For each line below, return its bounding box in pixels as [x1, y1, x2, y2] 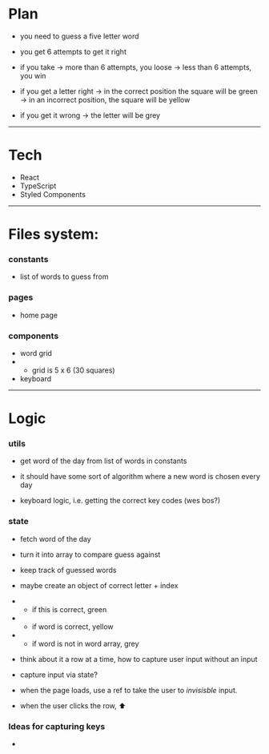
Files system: [8, 225, 99, 244]
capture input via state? [19, 670, 98, 679]
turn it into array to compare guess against [19, 550, 161, 559]
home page [19, 310, 58, 320]
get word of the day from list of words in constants [19, 456, 187, 466]
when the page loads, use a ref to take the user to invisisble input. [19, 685, 238, 695]
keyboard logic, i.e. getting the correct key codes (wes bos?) [19, 496, 221, 506]
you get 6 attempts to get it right [19, 46, 126, 56]
